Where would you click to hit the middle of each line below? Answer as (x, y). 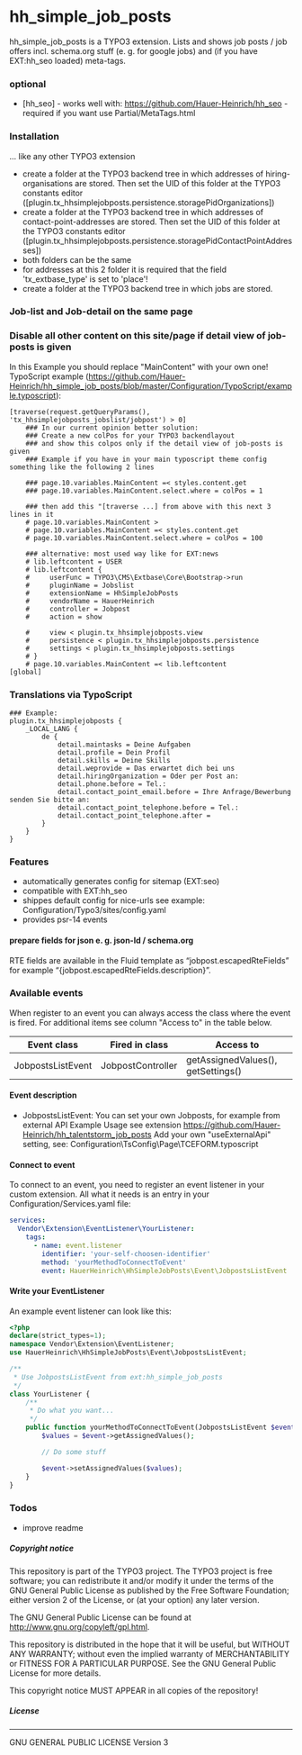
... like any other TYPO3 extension (72, 156)
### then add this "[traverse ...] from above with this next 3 (148, 506)
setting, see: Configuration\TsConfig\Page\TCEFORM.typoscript (140, 1144)
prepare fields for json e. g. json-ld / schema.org (102, 940)
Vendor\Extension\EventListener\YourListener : (106, 1229)
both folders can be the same (77, 259)
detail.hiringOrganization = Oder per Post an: (148, 776)
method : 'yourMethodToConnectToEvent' (114, 1262)
